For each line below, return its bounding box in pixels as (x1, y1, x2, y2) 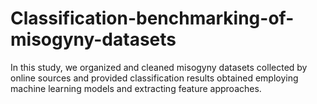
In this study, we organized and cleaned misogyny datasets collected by (10, 61, 308, 73)
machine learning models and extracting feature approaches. (10, 82, 262, 94)
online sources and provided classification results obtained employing (10, 72, 299, 84)
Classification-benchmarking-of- (10, 7, 295, 30)
